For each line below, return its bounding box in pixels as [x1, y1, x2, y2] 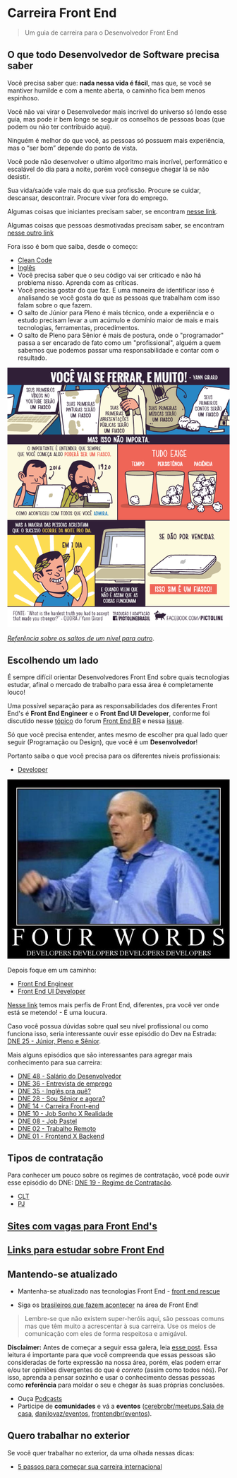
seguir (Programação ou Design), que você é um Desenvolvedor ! [7, 738, 198, 746]
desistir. [7, 172, 30, 181]
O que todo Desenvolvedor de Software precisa [7, 49, 220, 61]
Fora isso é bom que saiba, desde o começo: [7, 242, 138, 250]
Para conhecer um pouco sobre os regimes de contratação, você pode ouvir [7, 1171, 230, 1180]
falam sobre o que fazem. [17, 300, 92, 309]
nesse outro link [7, 228, 54, 237]
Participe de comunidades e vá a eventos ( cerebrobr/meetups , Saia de [17, 1402, 224, 1411]
